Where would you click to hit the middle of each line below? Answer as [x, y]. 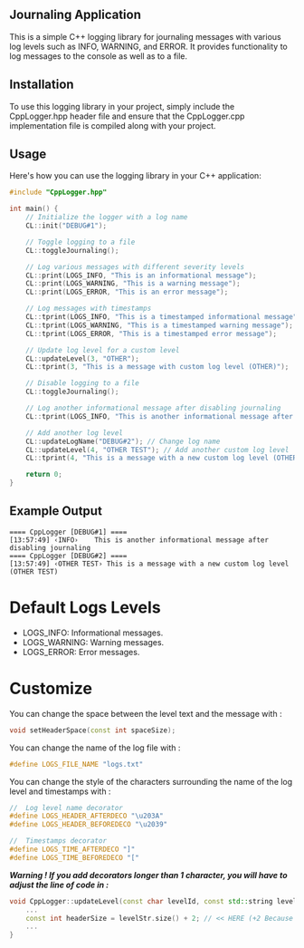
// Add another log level [75, 433]
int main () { [34, 209]
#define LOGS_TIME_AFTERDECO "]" [72, 849]
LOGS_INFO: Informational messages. [93, 633]
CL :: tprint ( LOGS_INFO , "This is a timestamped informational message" [161, 317]
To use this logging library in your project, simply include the [122, 106]
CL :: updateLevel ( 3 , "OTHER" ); [83, 358]
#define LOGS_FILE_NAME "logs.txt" [76, 764]
